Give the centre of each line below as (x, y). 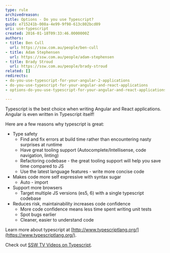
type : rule (17, 10)
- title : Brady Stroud (29, 62)
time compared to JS (42, 166)
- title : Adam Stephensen (32, 52)
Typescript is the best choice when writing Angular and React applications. (83, 109)
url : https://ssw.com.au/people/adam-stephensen (62, 57)
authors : (14, 38)
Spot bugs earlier (38, 214)
